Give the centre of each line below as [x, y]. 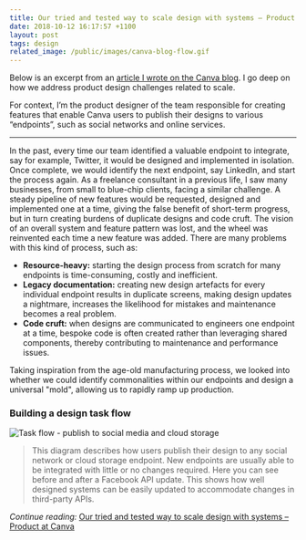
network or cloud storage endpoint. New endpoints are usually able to [163, 461]
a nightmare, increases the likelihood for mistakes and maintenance [149, 304]
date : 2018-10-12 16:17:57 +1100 [73, 26]
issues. [36, 353]
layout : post [34, 35]
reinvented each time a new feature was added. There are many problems [148, 238]
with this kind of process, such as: [74, 248]
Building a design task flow [71, 413]
